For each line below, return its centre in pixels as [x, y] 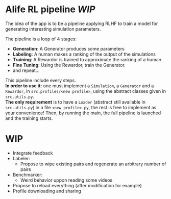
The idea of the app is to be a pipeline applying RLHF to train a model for [82, 23]
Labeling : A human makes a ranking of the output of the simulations [84, 54]
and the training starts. [29, 118]
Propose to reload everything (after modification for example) [77, 185]
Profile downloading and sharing [47, 191]
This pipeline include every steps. [41, 80]
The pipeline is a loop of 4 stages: [41, 39]
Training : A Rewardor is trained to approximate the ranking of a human [87, 59]
